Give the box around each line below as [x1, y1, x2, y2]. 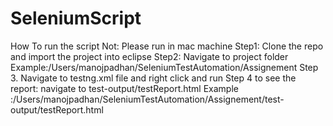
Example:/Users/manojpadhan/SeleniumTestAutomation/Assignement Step [10, 61, 319, 73]
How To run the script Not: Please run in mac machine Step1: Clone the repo [10, 40, 324, 52]
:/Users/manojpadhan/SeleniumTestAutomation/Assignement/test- [10, 93, 285, 105]
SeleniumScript [10, 7, 142, 30]
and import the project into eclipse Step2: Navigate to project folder [10, 50, 289, 62]
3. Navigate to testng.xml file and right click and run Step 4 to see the [10, 72, 297, 84]
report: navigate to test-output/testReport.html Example [10, 82, 239, 94]
